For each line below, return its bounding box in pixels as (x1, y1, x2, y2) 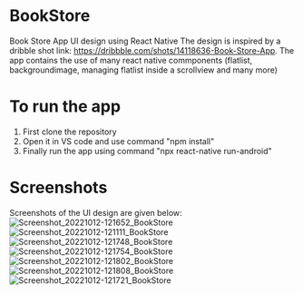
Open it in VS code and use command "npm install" (22, 135, 215, 146)
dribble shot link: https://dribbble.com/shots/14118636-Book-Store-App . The (9, 44, 295, 55)
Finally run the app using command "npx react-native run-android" (22, 145, 272, 156)
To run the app (9, 96, 121, 117)
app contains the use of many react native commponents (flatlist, (9, 54, 253, 65)
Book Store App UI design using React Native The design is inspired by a (9, 35, 281, 46)
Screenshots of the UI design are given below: (9, 207, 183, 218)
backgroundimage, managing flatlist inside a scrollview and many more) (9, 64, 279, 75)
